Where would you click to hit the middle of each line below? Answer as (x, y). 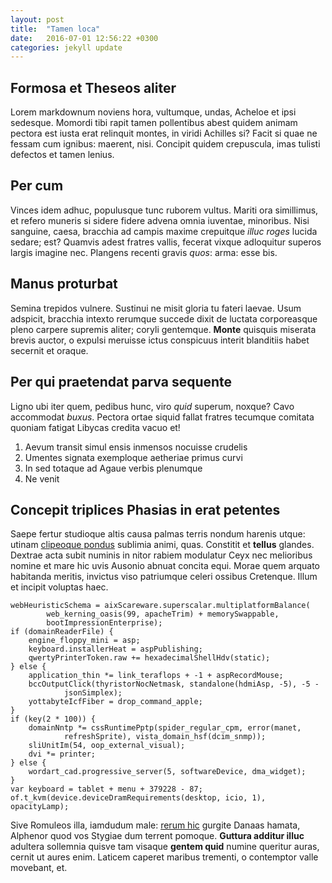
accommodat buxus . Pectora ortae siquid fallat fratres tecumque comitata (162, 417)
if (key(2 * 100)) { (53, 719)
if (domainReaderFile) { (62, 632)
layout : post (37, 19)
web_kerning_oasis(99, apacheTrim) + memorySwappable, (163, 614)
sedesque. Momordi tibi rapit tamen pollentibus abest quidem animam (154, 123)
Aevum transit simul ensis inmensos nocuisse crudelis (136, 447)
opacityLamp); (40, 807)
